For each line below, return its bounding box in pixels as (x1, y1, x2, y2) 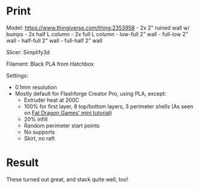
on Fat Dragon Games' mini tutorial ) (23, 109, 112, 116)
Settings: (6, 72, 28, 79)
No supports (23, 128, 55, 135)
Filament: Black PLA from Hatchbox (6, 60, 94, 67)
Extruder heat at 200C (23, 96, 79, 104)
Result (6, 156, 39, 170)
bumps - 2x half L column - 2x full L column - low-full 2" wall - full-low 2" (6, 30, 188, 37)
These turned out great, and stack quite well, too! (6, 176, 129, 183)
